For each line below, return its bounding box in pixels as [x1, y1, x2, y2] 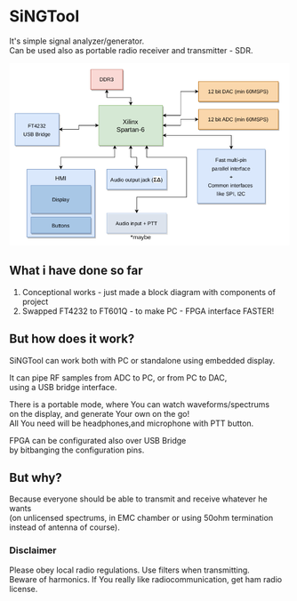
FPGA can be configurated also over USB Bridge [9, 435, 187, 445]
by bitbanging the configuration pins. [9, 445, 145, 455]
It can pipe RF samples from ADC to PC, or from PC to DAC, [9, 372, 228, 383]
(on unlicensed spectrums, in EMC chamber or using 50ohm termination [9, 513, 274, 524]
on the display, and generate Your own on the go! [9, 408, 189, 419]
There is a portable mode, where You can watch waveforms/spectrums [9, 398, 269, 410]
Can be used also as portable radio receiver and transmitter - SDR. [9, 44, 253, 55]
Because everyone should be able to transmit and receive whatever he [9, 493, 269, 504]
